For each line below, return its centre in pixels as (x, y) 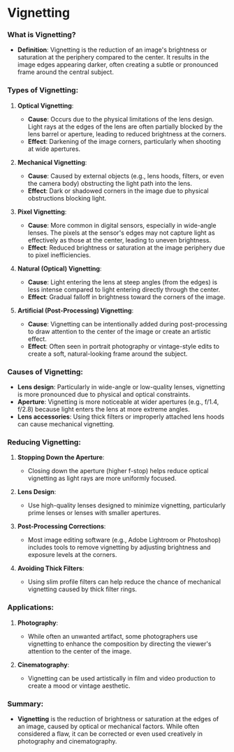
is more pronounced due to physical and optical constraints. (104, 395)
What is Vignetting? (42, 35)
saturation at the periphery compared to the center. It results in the (113, 57)
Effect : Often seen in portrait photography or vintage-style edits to (124, 346)
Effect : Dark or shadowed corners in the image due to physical (118, 191)
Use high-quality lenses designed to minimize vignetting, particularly (126, 505)
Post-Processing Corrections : (61, 526)
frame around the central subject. (65, 72)
